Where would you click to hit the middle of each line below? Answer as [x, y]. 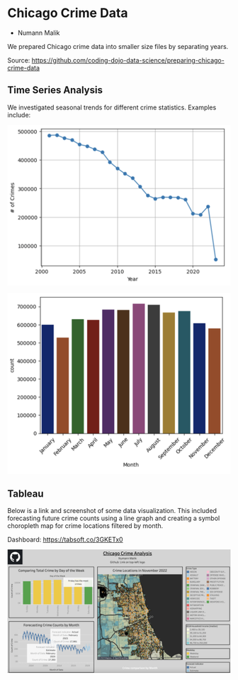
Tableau [25, 493]
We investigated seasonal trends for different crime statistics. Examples [112, 107]
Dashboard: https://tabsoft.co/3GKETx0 [65, 540]
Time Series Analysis [55, 90]
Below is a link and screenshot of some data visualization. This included [112, 511]
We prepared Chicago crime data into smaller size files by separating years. [118, 46]
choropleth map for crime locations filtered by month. [85, 526]
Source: [19, 60]
